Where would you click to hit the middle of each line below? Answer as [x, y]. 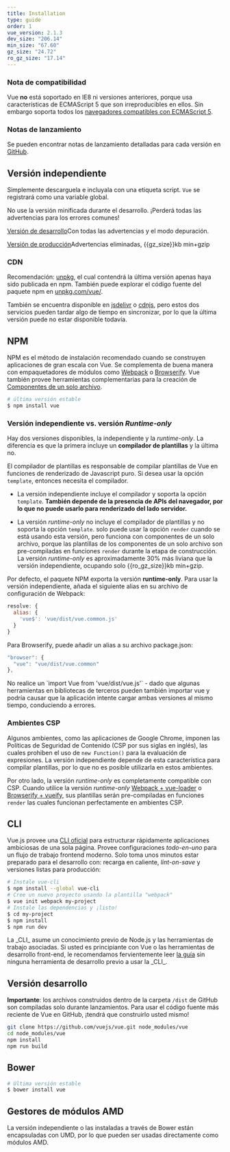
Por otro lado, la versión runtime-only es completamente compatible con [110, 781]
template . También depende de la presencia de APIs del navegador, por [120, 501]
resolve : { [23, 606]
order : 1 [20, 26]
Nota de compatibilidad [47, 82]
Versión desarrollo [47, 983]
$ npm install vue [33, 406]
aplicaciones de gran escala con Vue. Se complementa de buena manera [110, 365]
